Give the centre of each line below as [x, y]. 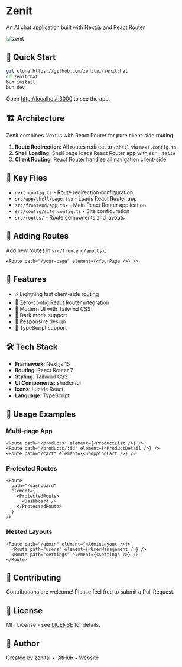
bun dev [16, 88]
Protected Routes [32, 468]
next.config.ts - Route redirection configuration [74, 192]
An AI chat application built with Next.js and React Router [76, 27]
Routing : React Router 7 [44, 370]
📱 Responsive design [40, 321]
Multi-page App [29, 431]
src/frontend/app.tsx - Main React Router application [80, 205]
